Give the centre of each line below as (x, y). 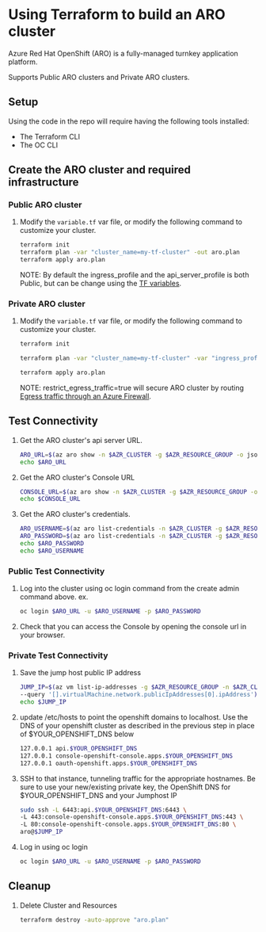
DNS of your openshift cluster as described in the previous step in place (137, 725)
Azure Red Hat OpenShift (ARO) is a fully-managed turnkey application (123, 53)
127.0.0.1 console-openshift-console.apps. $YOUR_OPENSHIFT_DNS (126, 756)
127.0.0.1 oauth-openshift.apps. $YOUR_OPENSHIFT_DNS (108, 763)
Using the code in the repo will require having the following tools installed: (129, 121)
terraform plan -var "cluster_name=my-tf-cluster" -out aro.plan (129, 252)
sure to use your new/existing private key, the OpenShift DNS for (125, 787)
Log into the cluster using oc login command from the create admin (129, 589)
